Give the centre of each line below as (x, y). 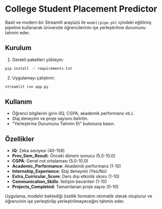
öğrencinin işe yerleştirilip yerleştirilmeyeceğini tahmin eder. (65, 201)
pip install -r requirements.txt (39, 68)
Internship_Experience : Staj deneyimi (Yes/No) (59, 171)
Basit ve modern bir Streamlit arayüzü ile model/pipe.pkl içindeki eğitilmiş (78, 22)
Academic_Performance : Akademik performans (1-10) (66, 166)
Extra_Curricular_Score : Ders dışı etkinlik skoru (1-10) (66, 177)
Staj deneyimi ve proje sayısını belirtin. (50, 119)
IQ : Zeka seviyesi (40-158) (38, 151)
